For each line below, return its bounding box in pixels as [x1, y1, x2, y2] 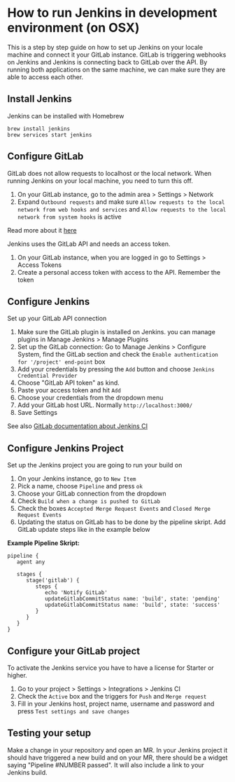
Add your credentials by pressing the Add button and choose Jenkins [17, 365, 215, 373]
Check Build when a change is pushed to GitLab [17, 497, 161, 505]
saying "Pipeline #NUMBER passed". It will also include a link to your [7, 760, 205, 769]
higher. [7, 671, 28, 679]
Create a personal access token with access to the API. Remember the [17, 268, 221, 276]
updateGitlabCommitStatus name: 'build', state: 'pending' [44, 596, 220, 603]
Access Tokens [17, 261, 62, 269]
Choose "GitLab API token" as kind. [17, 378, 120, 387]
